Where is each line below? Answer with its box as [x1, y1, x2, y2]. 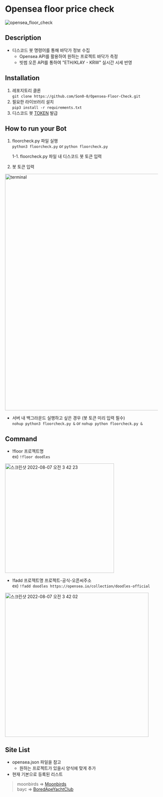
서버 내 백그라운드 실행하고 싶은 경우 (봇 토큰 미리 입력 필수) [12, 415, 125, 421]
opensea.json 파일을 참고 [12, 759, 62, 765]
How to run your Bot [5, 124, 67, 133]
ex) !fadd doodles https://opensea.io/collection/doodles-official [12, 583, 150, 589]
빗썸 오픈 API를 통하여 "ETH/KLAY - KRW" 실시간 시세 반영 [19, 60, 132, 65]
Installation [5, 74, 40, 82]
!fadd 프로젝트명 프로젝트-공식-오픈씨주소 [12, 578, 92, 583]
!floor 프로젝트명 [12, 448, 44, 454]
